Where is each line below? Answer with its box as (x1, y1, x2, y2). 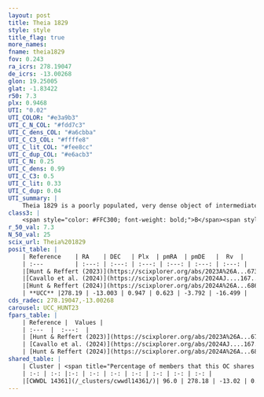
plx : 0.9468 (8, 99, 47, 107)
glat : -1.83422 (8, 84, 58, 93)
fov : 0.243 (8, 56, 44, 64)
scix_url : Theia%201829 (8, 238, 86, 246)
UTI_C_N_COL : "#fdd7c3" (8, 121, 86, 129)
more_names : (8, 41, 47, 49)
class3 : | (8, 209, 41, 217)
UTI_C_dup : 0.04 (8, 186, 61, 195)
